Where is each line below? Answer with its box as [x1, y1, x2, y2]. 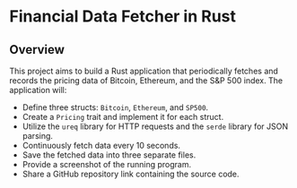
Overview [9, 42, 66, 57]
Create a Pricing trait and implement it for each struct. [22, 112, 224, 122]
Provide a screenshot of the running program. [22, 159, 191, 169]
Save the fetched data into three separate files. [22, 150, 197, 160]
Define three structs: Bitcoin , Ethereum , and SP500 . [22, 102, 209, 113]
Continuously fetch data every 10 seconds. [22, 141, 181, 150]
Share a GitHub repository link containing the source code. [22, 168, 240, 179]
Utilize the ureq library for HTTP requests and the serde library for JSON [22, 121, 289, 132]
